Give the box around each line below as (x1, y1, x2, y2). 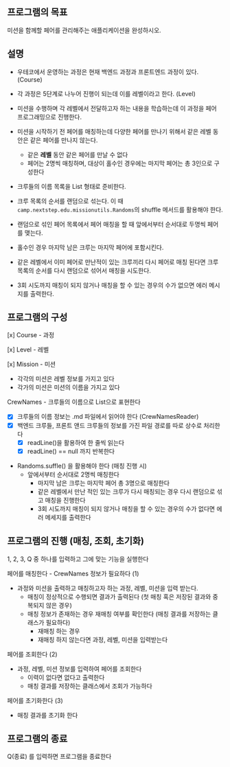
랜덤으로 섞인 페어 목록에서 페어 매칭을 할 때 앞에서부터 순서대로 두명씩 (16, 220, 206, 228)
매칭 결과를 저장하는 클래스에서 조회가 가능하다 (27, 682, 152, 690)
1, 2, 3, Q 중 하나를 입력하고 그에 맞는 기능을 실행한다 (7, 555, 149, 563)
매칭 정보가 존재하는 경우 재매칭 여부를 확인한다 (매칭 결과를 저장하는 (27, 610, 211, 618)
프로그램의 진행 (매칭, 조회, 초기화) (7, 535, 144, 547)
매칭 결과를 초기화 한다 (16, 711, 78, 719)
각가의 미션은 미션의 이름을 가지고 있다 (16, 383, 120, 391)
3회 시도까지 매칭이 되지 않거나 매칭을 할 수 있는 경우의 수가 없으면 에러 (16, 281, 208, 289)
